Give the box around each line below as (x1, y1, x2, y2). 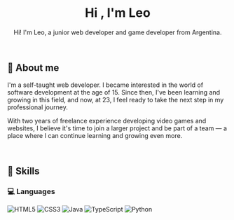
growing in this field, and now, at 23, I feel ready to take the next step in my (7, 95, 224, 104)
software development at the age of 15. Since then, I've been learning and (7, 88, 221, 96)
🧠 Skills (7, 165, 40, 177)
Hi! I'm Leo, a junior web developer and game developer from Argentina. (13, 28, 222, 36)
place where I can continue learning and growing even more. (7, 131, 183, 139)
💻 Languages (7, 187, 55, 197)
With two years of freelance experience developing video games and (7, 116, 207, 125)
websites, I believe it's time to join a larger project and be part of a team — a (7, 124, 228, 132)
